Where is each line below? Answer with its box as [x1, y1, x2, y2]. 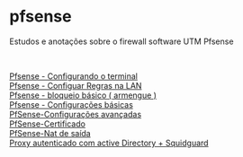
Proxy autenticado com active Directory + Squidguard [9, 137, 209, 148]
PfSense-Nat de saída [9, 127, 92, 138]
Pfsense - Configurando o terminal [9, 70, 138, 82]
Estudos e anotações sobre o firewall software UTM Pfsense [9, 36, 234, 47]
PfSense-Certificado [9, 118, 85, 129]
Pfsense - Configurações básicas [9, 99, 133, 109]
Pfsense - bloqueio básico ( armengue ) [9, 90, 157, 100]
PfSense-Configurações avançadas [9, 109, 142, 119]
